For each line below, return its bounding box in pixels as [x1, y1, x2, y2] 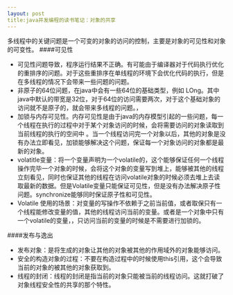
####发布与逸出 [7, 230, 53, 239]
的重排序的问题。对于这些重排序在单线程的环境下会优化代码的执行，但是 [17, 69, 224, 77]
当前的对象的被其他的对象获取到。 [17, 263, 115, 271]
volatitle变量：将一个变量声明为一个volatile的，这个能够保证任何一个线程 [17, 155, 224, 164]
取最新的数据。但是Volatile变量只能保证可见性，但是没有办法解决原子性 [17, 181, 221, 189]
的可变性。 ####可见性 [7, 45, 74, 53]
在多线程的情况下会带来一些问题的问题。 [17, 77, 133, 85]
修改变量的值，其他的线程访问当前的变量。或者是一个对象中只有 [41, 208, 224, 216]
